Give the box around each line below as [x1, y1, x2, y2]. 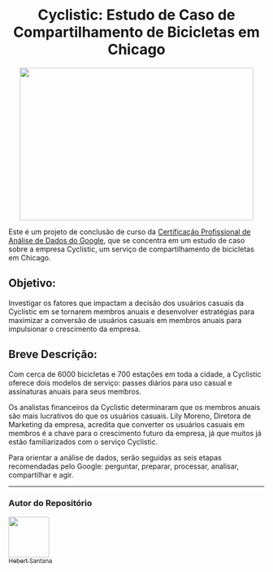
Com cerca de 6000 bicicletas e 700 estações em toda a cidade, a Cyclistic [8, 369, 262, 379]
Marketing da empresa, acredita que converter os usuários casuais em [8, 419, 245, 429]
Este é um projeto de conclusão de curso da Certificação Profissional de [8, 226, 251, 237]
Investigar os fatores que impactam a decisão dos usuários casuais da [8, 298, 245, 308]
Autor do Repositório [8, 498, 93, 509]
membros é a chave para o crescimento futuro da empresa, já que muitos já [8, 428, 262, 438]
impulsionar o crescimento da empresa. [8, 324, 141, 334]
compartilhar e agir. [8, 469, 74, 479]
